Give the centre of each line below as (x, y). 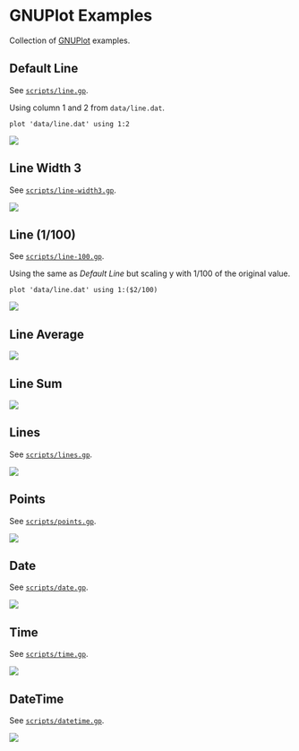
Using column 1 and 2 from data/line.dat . (87, 108)
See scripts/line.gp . (49, 90)
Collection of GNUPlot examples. (70, 40)
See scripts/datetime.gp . (57, 721)
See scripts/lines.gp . (51, 454)
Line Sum (36, 383)
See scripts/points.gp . (53, 521)
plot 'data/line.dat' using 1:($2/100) (84, 290)
